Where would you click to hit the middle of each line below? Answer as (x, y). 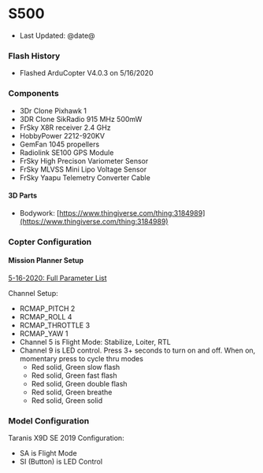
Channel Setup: (33, 293)
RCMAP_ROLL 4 (46, 316)
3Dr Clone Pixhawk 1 (53, 110)
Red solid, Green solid (67, 400)
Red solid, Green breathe (72, 392)
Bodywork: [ (39, 212)
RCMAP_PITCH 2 (47, 309)
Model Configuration (49, 420)
